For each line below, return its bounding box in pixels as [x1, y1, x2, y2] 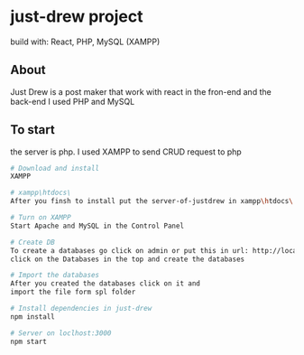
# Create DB [10, 238, 55, 247]
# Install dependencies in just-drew [10, 304, 152, 313]
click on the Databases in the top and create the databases [10, 255, 245, 264]
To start [10, 122, 55, 137]
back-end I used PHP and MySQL [10, 96, 135, 107]
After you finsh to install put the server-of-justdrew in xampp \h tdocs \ [10, 197, 294, 206]
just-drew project [10, 6, 143, 27]
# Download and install [10, 163, 100, 173]
